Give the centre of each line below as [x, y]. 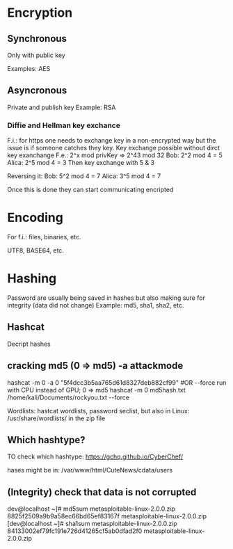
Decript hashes [29, 344]
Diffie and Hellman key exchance [64, 125]
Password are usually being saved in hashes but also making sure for [106, 298]
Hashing [32, 279]
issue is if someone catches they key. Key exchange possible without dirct [114, 148]
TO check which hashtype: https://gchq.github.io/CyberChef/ [95, 456]
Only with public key [37, 55]
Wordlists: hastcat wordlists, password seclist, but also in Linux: [98, 411]
